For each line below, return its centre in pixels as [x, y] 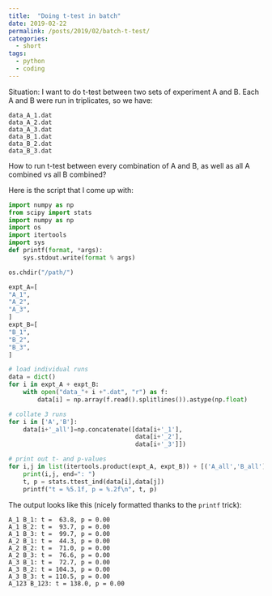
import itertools [38, 235]
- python [30, 62]
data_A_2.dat [30, 122]
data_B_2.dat [30, 144]
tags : [17, 54]
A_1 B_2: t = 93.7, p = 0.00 [59, 527]
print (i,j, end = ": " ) [59, 474]
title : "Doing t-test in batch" [65, 16]
